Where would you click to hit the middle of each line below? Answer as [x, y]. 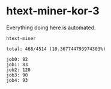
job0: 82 [17, 59]
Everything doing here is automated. [51, 27]
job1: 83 [17, 65]
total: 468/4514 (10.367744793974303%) [56, 49]
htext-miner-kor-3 [53, 11]
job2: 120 [19, 70]
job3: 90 [17, 75]
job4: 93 [17, 80]
